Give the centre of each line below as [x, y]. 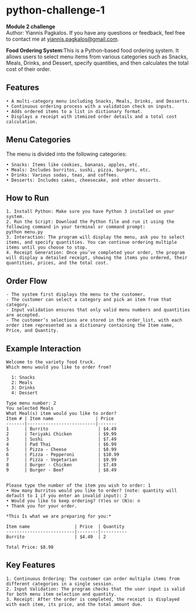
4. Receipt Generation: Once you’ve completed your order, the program [95, 253]
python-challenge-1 [55, 10]
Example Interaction [43, 348]
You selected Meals [30, 408]
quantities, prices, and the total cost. [58, 263]
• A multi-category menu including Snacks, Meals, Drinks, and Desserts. [98, 101]
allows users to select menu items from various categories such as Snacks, [97, 56]
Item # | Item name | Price [60, 418]
